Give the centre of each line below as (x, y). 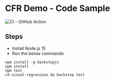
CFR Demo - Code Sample (58, 8)
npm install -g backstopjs (32, 62)
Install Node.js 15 (29, 48)
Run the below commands (38, 53)
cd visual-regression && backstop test (45, 75)
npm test (14, 70)
